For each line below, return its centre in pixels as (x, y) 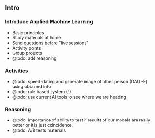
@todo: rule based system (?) (42, 91)
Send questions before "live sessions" (50, 43)
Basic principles (28, 32)
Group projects (27, 53)
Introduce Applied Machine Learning (49, 22)
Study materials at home (36, 37)
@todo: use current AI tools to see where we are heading (69, 97)
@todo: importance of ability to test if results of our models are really (81, 120)
